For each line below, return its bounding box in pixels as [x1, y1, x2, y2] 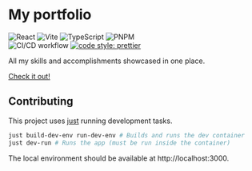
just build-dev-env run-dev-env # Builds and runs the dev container [8, 131, 246, 139]
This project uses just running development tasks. [8, 116, 173, 125]
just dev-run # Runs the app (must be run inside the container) [8, 138, 230, 147]
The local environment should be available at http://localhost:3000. [8, 153, 230, 163]
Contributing [8, 94, 74, 109]
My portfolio [8, 6, 92, 24]
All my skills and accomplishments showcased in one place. [8, 56, 206, 66]
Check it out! [8, 71, 50, 81]
